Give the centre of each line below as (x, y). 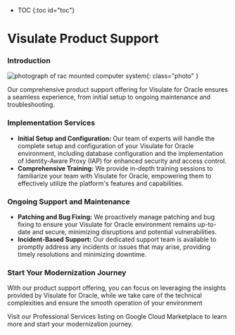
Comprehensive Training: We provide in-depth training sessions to (115, 168)
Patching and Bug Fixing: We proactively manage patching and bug (116, 217)
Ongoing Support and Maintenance (69, 202)
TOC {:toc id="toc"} (46, 10)
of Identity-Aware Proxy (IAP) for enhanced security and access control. (122, 161)
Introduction (29, 61)
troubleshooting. (31, 104)
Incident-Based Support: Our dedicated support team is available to (117, 240)
